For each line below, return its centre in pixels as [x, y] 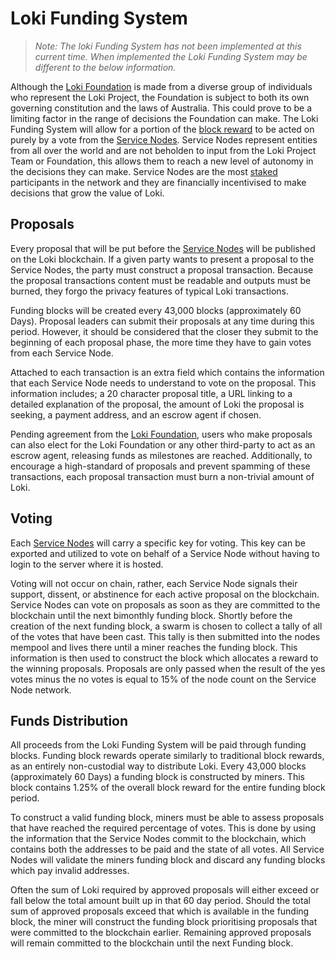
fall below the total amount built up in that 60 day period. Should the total [160, 901]
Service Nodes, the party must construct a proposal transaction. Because [162, 269]
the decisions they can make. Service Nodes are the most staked [144, 171]
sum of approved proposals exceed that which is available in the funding [160, 911]
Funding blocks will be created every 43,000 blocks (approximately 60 [156, 310]
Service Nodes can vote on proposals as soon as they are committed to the [165, 604]
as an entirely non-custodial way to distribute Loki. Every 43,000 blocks [158, 766]
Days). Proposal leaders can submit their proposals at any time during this [162, 321]
